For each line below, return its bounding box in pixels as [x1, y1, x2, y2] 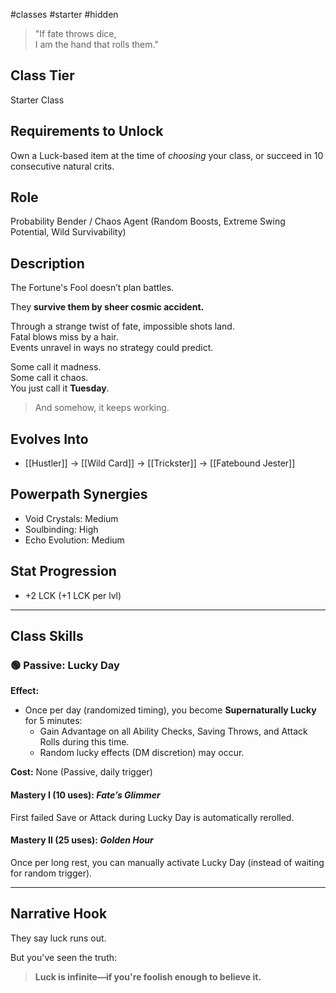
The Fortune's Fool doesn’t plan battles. [10, 282, 175, 294]
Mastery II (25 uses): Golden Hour [10, 834, 154, 846]
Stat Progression [10, 563, 117, 580]
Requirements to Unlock [10, 123, 164, 140]
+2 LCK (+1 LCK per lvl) [24, 589, 122, 601]
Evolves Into [10, 430, 89, 448]
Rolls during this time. [39, 736, 130, 748]
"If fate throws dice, [34, 28, 117, 39]
